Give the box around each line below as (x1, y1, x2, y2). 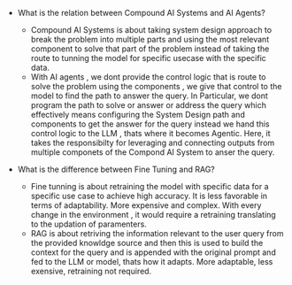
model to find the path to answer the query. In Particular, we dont (30, 90, 268, 101)
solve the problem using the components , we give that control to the (30, 81, 282, 91)
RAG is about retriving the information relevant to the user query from (30, 228, 285, 238)
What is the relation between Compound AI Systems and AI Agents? (17, 8, 265, 18)
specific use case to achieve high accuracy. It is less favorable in (30, 190, 268, 201)
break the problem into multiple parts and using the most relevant (30, 35, 270, 44)
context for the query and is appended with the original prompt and (30, 247, 276, 258)
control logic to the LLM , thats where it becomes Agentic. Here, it (30, 128, 272, 138)
